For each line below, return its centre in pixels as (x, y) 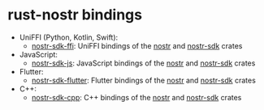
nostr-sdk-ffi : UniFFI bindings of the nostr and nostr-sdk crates (137, 45)
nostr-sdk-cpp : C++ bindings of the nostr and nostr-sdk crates (136, 97)
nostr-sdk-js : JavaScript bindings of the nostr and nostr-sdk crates (143, 63)
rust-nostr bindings (75, 15)
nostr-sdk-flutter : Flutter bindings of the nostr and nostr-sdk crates (144, 80)
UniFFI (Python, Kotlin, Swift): (69, 37)
